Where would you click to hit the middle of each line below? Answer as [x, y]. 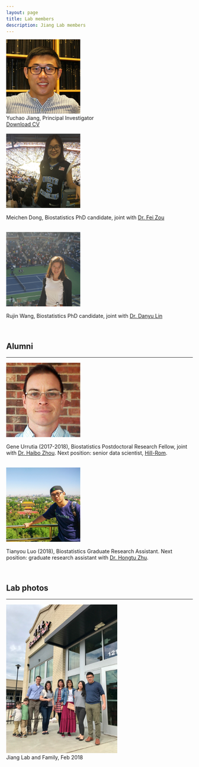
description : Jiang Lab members [46, 25]
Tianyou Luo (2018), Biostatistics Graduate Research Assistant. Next [89, 551]
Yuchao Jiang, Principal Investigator [50, 118]
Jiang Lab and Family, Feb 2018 [45, 757]
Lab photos [27, 588]
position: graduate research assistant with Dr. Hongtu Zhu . [78, 558]
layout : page [22, 12]
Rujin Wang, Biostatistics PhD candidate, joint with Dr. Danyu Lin [84, 316]
